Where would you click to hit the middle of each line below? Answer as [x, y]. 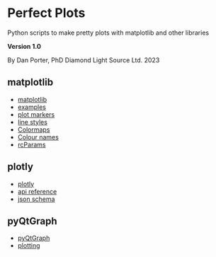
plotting [29, 246]
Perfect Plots [46, 13]
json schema [36, 199]
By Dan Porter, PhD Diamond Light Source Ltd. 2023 [84, 60]
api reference [37, 191]
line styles [33, 122]
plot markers [36, 114]
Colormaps [34, 130]
